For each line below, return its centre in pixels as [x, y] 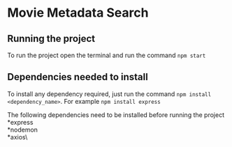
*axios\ [17, 137]
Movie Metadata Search [78, 13]
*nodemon [23, 130]
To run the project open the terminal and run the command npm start [107, 55]
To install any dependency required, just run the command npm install [109, 94]
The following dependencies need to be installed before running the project [116, 115]
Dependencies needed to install [78, 77]
